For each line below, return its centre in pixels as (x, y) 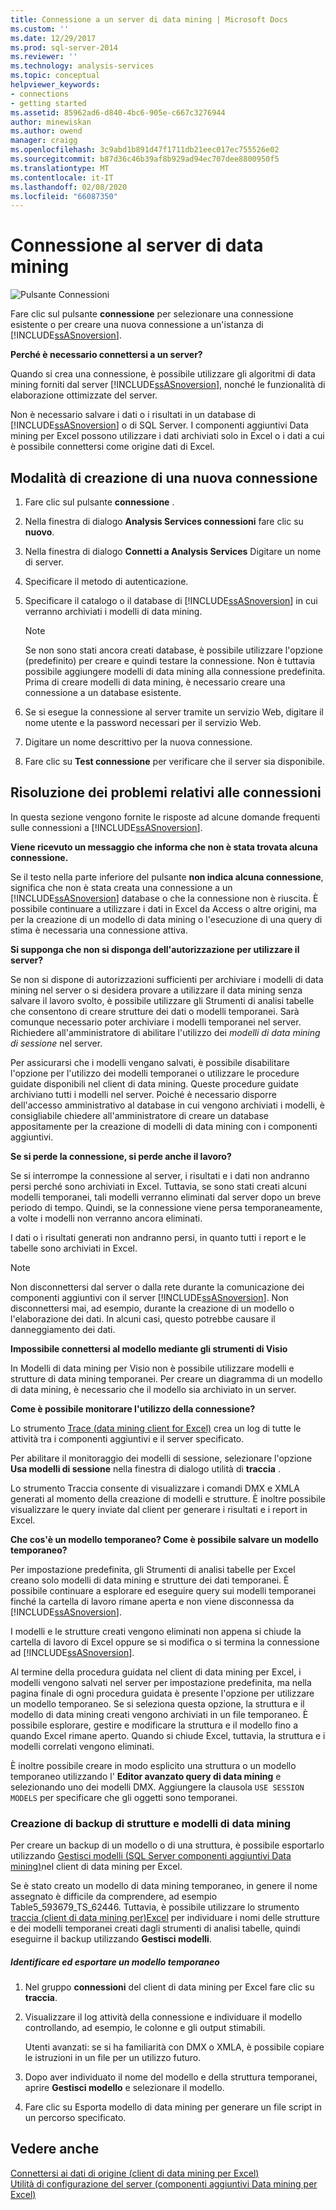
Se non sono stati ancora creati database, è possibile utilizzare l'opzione (173, 650)
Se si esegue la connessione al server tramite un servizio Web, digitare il (174, 712)
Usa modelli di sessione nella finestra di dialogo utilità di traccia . (145, 1468)
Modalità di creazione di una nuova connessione (164, 477)
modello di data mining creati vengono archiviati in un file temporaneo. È (159, 1714)
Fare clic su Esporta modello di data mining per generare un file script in (173, 2107)
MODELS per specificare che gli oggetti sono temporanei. (124, 1797)
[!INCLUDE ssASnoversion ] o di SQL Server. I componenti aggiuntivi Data (159, 425)
